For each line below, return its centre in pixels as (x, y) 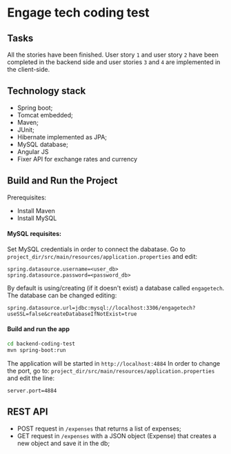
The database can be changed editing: (62, 295)
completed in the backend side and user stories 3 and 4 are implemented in (114, 62)
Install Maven (36, 210)
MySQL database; (43, 144)
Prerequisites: (27, 197)
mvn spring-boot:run (37, 350)
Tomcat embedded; (45, 115)
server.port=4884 (32, 391)
